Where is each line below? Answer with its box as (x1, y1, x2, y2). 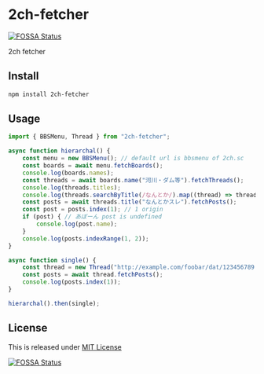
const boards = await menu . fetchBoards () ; (22, 162, 163, 170)
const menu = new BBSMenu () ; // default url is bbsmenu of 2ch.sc (22, 155, 244, 163)
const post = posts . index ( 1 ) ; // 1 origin (22, 206, 163, 214)
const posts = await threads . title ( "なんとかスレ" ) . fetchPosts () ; (22, 198, 237, 206)
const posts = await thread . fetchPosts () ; (22, 271, 163, 279)
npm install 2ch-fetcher (8, 90, 90, 98)
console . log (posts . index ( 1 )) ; (22, 278, 122, 286)
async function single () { (8, 256, 97, 264)
